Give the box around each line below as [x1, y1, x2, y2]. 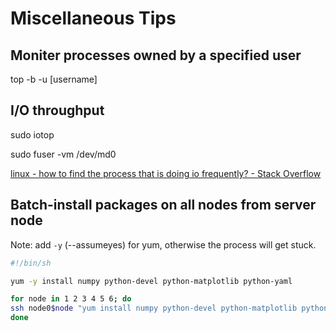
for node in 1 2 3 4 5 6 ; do [10, 294, 132, 304]
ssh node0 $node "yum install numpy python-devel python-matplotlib [10, 303, 298, 314]
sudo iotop [10, 128, 55, 141]
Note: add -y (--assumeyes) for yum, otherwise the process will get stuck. [10, 238, 317, 251]
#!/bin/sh [10, 258, 52, 268]
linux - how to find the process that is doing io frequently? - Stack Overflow [10, 167, 322, 179]
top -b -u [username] [10, 73, 98, 85]
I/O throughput [10, 102, 105, 119]
